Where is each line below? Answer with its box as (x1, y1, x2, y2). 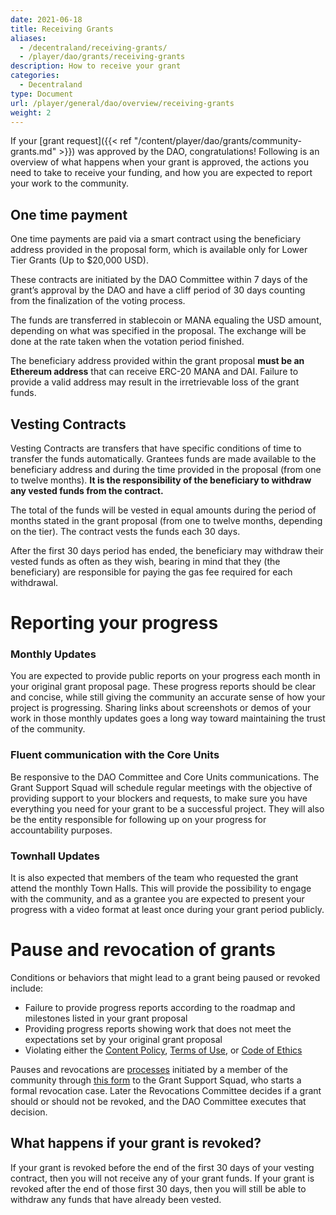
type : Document (10, 89, 74, 99)
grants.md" (10, 146, 57, 158)
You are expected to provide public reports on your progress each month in (10, 670, 321, 682)
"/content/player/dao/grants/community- (133, 135, 302, 147)
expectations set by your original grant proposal (24, 1034, 223, 1046)
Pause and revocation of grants (10, 939, 276, 961)
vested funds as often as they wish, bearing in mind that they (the (10, 556, 281, 567)
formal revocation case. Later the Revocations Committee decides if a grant (10, 1085, 322, 1097)
